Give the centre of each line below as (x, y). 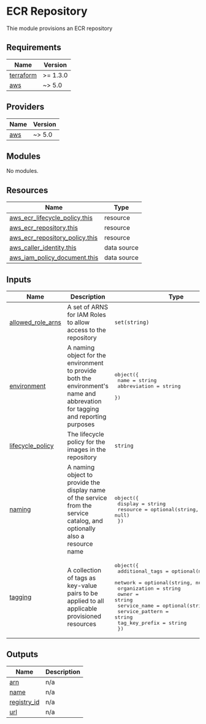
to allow (78, 322)
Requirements (34, 48)
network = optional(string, (154, 583)
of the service (87, 498)
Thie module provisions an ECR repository (59, 28)
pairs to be (82, 593)
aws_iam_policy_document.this (54, 257)
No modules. (22, 171)
